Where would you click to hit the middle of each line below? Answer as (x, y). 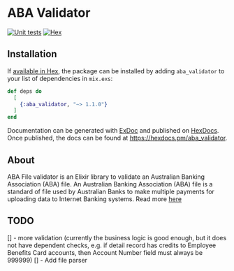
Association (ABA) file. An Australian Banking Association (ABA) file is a (110, 184)
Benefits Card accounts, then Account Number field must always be (105, 252)
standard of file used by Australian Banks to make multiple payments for (111, 191)
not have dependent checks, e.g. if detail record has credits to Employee (112, 245)
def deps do (24, 91)
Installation (32, 54)
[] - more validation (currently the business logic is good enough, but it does (117, 237)
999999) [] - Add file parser (47, 260)
